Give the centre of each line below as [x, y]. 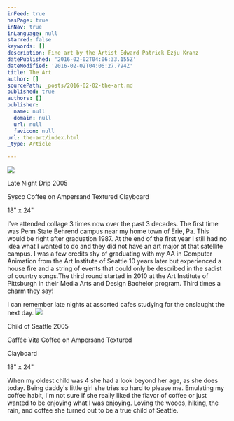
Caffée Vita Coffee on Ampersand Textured [70, 340]
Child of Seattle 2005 [38, 326]
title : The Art [29, 72]
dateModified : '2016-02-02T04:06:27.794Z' [70, 66]
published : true [31, 92]
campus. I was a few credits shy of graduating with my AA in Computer [110, 254]
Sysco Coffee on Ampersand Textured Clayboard [78, 197]
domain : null [33, 118]
